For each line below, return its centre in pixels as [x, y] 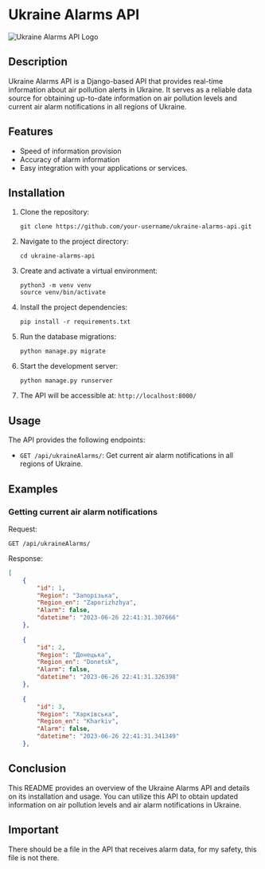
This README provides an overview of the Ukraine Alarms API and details [129, 788]
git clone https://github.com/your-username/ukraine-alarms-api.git [136, 227]
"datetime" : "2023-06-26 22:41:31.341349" [108, 737]
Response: [26, 558]
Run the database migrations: [68, 337]
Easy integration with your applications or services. [104, 168]
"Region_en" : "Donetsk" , [78, 662]
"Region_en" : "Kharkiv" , [78, 721]
